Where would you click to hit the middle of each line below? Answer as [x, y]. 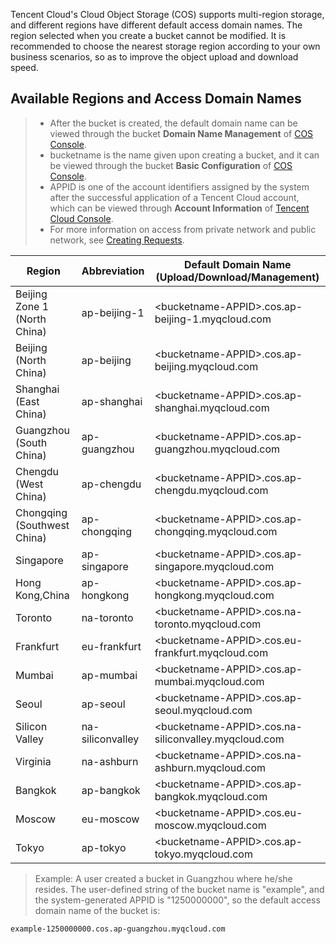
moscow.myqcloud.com [210, 825]
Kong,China [42, 595]
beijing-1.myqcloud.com [213, 319]
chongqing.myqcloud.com [216, 531]
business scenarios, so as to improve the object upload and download [154, 57]
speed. [24, 67]
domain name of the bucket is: [97, 910]
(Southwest [42, 525]
